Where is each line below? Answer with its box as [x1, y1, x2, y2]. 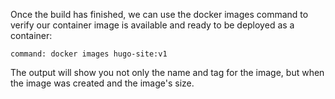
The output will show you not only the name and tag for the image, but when [10, 67, 325, 78]
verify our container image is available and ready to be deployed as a [10, 19, 295, 31]
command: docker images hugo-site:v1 [10, 49, 168, 59]
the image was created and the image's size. [10, 77, 195, 89]
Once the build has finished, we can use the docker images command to [10, 9, 309, 20]
